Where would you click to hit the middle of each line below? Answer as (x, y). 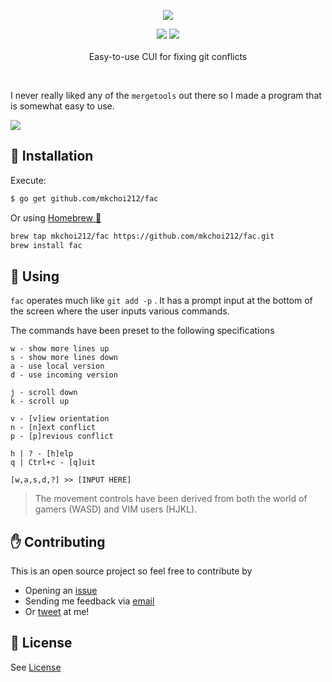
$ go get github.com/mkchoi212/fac (84, 198)
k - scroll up (40, 401)
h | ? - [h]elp (42, 454)
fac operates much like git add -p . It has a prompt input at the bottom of (161, 301)
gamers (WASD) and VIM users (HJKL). (116, 509)
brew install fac (46, 245)
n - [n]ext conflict (53, 428)
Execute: (28, 180)
